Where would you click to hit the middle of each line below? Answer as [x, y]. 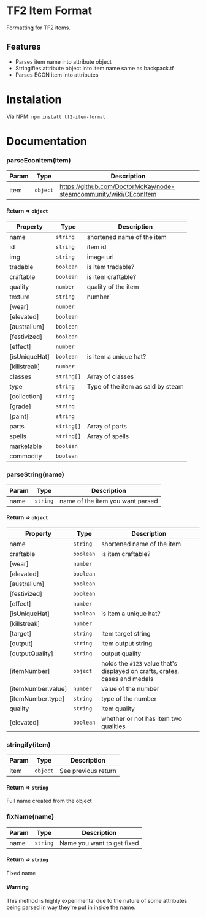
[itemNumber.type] [37, 698]
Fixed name [21, 873]
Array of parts [107, 427]
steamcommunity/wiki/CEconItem [108, 194]
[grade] [21, 406]
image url [101, 257]
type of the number [129, 698]
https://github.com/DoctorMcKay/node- [117, 186]
